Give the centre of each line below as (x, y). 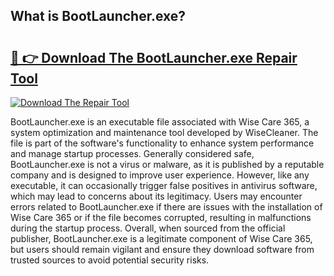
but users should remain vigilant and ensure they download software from (162, 249)
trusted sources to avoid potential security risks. (110, 260)
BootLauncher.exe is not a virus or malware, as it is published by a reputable (167, 164)
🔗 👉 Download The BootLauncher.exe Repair (154, 57)
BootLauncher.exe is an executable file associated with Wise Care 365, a (160, 122)
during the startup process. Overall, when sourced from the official (148, 228)
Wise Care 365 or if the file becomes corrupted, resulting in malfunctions (161, 217)
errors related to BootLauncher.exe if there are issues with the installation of (166, 207)
